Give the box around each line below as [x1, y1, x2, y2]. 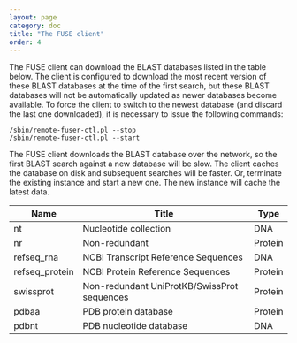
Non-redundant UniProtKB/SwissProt [82, 280, 239, 293]
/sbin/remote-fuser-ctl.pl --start [9, 133, 141, 142]
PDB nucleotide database [82, 320, 188, 332]
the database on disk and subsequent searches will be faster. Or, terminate [9, 168, 283, 179]
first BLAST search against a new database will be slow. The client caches [9, 158, 279, 169]
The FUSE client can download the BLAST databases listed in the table [9, 62, 267, 72]
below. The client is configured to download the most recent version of [9, 72, 267, 82]
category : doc [9, 21, 62, 30]
